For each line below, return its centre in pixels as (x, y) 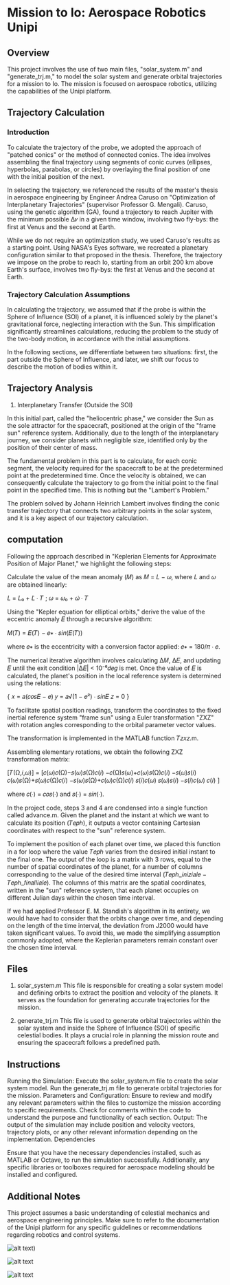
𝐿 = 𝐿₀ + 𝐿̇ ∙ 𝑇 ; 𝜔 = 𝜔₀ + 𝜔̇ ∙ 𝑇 (48, 598)
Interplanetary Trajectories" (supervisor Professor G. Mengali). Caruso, (107, 204)
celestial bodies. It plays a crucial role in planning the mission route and (118, 1035)
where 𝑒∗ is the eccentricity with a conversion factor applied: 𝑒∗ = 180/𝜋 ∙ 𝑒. (114, 646)
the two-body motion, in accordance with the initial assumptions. (99, 338)
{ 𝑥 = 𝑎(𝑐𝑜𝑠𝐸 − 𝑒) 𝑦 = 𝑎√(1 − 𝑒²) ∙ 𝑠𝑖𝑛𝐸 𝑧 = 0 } (68, 696)
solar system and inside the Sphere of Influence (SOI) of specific (108, 1028)
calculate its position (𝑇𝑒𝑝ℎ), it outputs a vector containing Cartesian (104, 823)
